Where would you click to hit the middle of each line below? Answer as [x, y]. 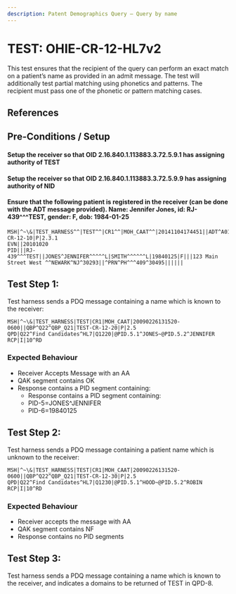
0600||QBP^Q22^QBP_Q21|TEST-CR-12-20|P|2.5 [72, 328]
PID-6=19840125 [52, 410]
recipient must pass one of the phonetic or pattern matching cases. [105, 91]
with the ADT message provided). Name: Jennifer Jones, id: [97, 209]
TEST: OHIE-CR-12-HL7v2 [84, 48]
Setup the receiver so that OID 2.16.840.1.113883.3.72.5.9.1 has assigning [116, 154]
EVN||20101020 [28, 244]
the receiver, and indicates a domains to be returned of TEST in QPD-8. [110, 583]
